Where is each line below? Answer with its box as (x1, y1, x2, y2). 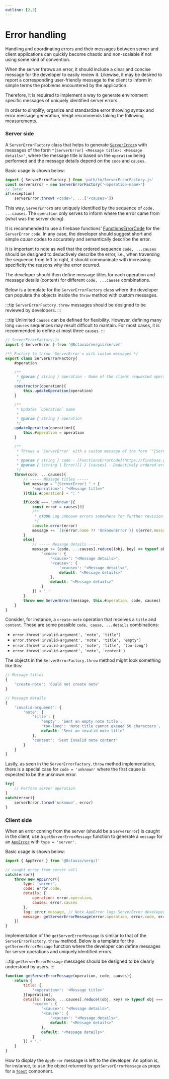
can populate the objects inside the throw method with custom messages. (5, 292, 158, 298)
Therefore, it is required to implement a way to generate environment (5, 92, 148, 98)
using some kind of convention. (5, 56, 70, 62)
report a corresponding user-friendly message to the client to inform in (5, 76, 152, 83)
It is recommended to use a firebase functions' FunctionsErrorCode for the (5, 225, 160, 232)
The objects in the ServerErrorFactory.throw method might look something (5, 657, 161, 663)
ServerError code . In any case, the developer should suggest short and (5, 231, 152, 237)
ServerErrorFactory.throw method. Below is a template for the (5, 938, 134, 944)
